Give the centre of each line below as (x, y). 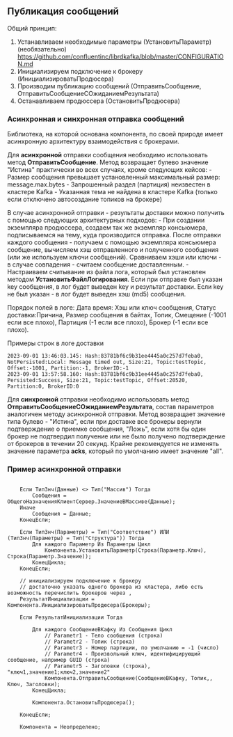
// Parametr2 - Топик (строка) (90, 642)
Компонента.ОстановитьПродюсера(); (84, 703)
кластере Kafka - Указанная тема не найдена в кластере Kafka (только (112, 192)
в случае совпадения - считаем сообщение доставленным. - (98, 264)
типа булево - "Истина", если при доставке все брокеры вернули (104, 422)
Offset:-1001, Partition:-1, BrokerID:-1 (68, 368)
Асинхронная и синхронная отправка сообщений (96, 119)
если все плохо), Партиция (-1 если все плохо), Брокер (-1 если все (108, 322)
